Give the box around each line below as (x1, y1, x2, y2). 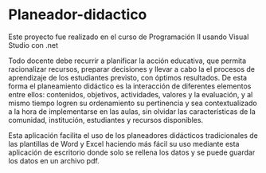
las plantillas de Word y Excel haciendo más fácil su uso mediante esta (8, 139, 240, 148)
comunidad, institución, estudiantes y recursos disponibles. (8, 115, 204, 124)
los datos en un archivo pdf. (8, 155, 100, 165)
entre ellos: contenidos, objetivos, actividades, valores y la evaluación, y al (8, 89, 253, 99)
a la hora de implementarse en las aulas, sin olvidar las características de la (8, 106, 256, 116)
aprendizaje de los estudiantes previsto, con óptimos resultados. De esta (8, 73, 248, 82)
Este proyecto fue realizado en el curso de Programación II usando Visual (8, 32, 249, 41)
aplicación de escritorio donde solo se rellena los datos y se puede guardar (8, 147, 256, 157)
